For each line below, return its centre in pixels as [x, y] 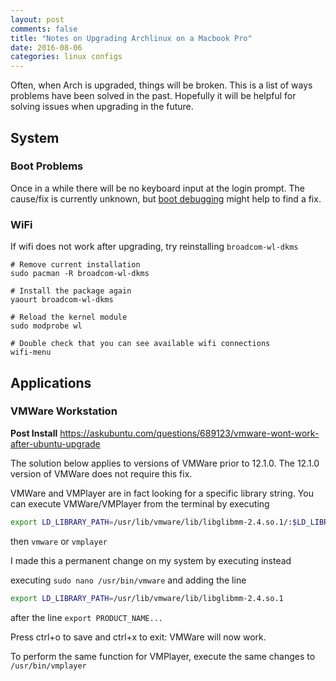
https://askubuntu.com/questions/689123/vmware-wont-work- [189, 433]
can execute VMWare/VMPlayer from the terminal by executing [140, 503]
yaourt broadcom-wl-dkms [62, 300]
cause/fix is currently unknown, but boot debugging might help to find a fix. [166, 198]
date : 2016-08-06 [46, 47]
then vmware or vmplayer [59, 541]
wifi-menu [31, 352]
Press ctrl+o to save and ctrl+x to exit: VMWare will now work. [138, 637]
